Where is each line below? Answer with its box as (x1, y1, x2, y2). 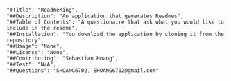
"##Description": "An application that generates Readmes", (6, 12, 185, 19)
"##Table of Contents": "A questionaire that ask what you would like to (6, 19, 225, 26)
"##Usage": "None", (6, 43, 63, 50)
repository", (6, 37, 44, 44)
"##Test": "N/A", (6, 61, 57, 68)
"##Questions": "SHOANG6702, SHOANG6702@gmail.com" (6, 67, 159, 74)
